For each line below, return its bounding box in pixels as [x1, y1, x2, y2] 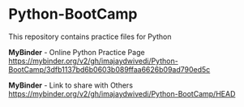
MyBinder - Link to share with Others [8, 80, 134, 90]
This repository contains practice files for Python [8, 32, 172, 41]
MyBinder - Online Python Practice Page [8, 47, 145, 57]
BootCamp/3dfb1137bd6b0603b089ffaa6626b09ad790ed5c [8, 64, 211, 74]
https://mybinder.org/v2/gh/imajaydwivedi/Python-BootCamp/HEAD [8, 88, 236, 98]
